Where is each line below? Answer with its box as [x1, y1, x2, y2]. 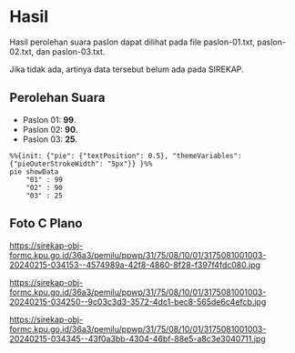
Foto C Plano [9, 216, 83, 231]
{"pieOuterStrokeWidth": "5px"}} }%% [9, 159, 153, 168]
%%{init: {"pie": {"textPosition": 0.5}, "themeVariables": [9, 151, 243, 160]
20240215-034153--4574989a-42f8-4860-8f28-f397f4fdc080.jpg [9, 259, 261, 270]
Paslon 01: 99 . [22, 114, 76, 125]
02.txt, [9, 45, 35, 56]
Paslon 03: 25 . [22, 134, 78, 145]
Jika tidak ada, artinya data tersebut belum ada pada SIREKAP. [9, 64, 244, 75]
